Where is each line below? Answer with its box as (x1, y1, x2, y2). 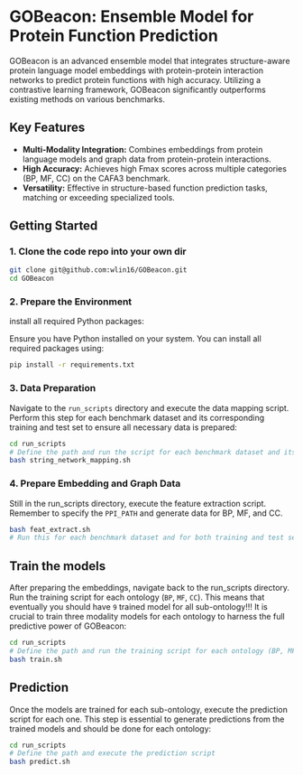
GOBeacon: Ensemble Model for (9, 6, 254, 27)
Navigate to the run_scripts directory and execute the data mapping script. (9, 402, 289, 413)
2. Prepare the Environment (9, 295, 133, 308)
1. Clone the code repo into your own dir (9, 246, 187, 258)
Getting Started (9, 219, 98, 234)
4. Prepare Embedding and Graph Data (9, 477, 181, 490)
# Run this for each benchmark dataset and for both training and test (9, 533, 284, 543)
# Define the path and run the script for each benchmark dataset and (9, 447, 280, 457)
